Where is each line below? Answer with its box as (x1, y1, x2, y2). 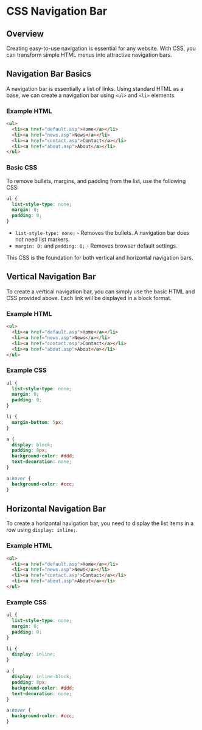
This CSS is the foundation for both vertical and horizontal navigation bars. (6, 254, 193, 262)
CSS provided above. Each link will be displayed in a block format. (6, 294, 172, 301)
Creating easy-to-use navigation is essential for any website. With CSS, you (6, 45, 196, 52)
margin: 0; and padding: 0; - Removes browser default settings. (15, 242, 178, 249)
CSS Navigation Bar (6, 4, 108, 18)
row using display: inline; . (6, 526, 78, 534)
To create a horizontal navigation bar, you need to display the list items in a (6, 520, 194, 527)
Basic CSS (6, 163, 38, 172)
